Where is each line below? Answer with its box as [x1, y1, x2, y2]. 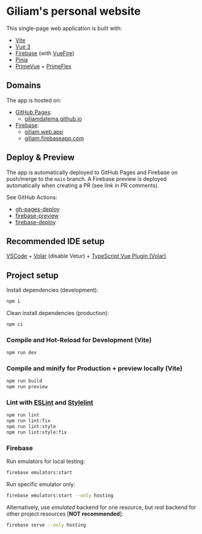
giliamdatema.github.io [24, 115, 83, 122]
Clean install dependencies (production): [6, 310, 109, 317]
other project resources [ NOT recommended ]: [6, 510, 124, 517]
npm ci [6, 321, 23, 327]
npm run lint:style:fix [6, 429, 67, 436]
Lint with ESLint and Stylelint [6, 399, 94, 407]
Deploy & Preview [6, 152, 75, 163]
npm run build [6, 378, 43, 384]
